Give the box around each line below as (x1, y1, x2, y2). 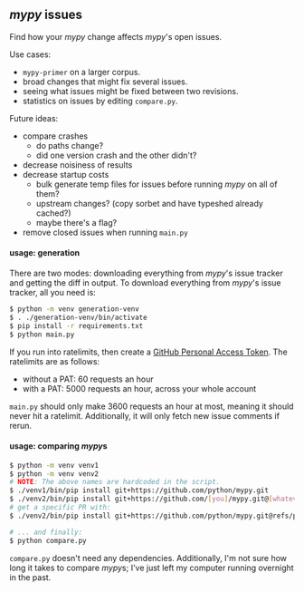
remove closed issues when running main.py (22, 227, 188, 238)
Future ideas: (9, 112, 59, 123)
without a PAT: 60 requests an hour (22, 374, 154, 384)
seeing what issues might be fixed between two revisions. (22, 85, 239, 96)
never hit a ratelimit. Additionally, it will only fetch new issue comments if (9, 410, 280, 421)
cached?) (35, 208, 71, 218)
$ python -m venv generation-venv (9, 305, 140, 314)
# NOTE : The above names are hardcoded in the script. (9, 478, 221, 487)
